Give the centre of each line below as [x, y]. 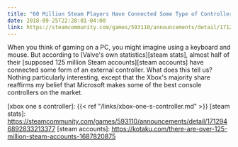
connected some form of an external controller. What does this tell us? [110, 70]
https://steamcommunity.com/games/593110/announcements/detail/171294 [118, 121]
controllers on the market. [45, 92]
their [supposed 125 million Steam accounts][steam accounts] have [106, 62]
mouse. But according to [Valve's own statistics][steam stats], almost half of [119, 55]
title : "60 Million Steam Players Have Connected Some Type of [103, 14]
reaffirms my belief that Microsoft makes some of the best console [104, 85]
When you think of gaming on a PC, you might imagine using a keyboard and [119, 48]
